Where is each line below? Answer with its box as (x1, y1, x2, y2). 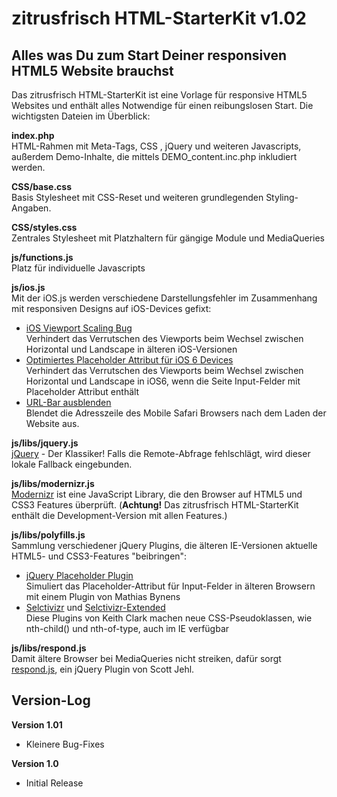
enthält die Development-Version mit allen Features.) (11, 510, 228, 521)
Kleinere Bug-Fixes (25, 738, 105, 750)
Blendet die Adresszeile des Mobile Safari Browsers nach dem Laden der (25, 407, 327, 419)
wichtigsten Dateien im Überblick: (11, 110, 151, 122)
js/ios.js (11, 282, 46, 293)
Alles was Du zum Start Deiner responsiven (11, 47, 288, 64)
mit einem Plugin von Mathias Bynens (25, 591, 181, 602)
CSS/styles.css (11, 222, 78, 233)
